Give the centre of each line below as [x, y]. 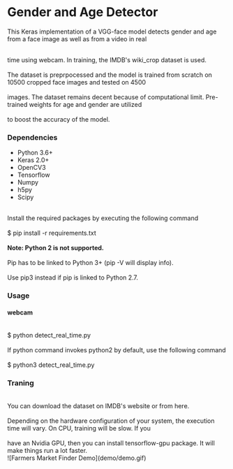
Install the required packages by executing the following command [103, 218]
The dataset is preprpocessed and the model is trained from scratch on [110, 75]
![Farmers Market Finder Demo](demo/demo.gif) [77, 458]
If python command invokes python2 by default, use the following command [117, 350]
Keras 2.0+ [33, 160]
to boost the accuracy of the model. [59, 119]
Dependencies [32, 137]
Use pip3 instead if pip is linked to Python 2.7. [73, 277]
